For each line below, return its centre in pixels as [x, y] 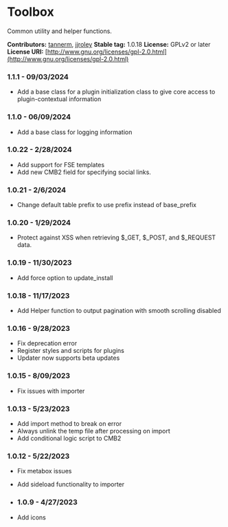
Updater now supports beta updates [68, 358]
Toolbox [31, 12]
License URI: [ [27, 52]
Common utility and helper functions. [59, 31]
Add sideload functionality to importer [71, 484]
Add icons [31, 517]
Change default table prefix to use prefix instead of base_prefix [107, 205]
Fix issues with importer [51, 391]
